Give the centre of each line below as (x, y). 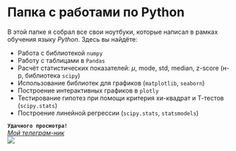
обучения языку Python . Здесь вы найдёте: (72, 39)
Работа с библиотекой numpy (60, 53)
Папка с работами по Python (96, 12)
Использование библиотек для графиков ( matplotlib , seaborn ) (111, 83)
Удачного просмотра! (38, 126)
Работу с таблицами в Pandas (61, 60)
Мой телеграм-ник (36, 133)
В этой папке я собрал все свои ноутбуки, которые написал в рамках (113, 32)
